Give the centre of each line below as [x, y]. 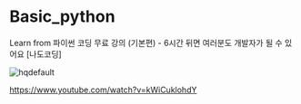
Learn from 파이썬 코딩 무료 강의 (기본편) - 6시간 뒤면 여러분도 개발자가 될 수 [146, 43]
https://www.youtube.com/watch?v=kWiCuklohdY [103, 90]
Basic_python [62, 17]
